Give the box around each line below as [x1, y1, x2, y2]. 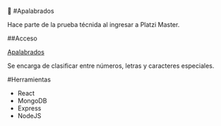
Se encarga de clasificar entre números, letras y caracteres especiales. [7, 62, 215, 70]
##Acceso [7, 34, 37, 42]
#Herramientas [7, 75, 52, 84]
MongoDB [17, 96, 47, 105]
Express [17, 104, 42, 113]
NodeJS [17, 112, 42, 120]
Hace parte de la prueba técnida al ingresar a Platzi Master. [7, 21, 180, 28]
